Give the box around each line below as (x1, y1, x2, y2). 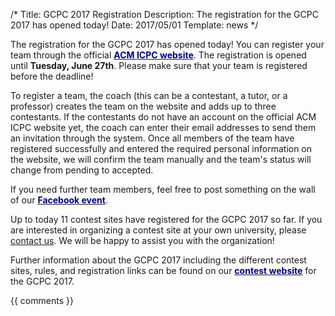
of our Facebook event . (10, 194, 108, 206)
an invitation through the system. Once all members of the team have (10, 132, 295, 144)
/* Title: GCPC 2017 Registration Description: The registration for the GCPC (10, 9, 319, 20)
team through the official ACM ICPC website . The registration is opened (10, 49, 307, 61)
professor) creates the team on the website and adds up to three (10, 100, 277, 112)
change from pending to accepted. (10, 164, 154, 176)
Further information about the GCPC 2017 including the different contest (10, 254, 307, 266)
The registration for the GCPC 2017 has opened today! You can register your (10, 39, 325, 50)
